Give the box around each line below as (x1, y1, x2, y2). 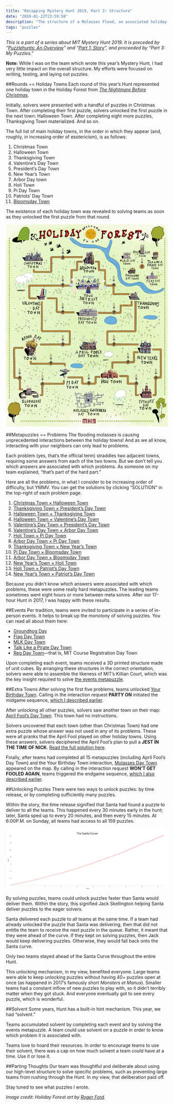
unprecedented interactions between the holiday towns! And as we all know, (6, 437, 167, 443)
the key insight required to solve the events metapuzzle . (6, 676, 125, 682)
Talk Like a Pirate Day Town (13, 644, 72, 650)
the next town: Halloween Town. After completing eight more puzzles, (6, 113, 153, 119)
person (6, 612, 21, 619)
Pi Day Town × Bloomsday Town (13, 549, 82, 555)
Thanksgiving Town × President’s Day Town (13, 505, 106, 512)
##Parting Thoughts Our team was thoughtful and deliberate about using (6, 1063, 160, 1070)
